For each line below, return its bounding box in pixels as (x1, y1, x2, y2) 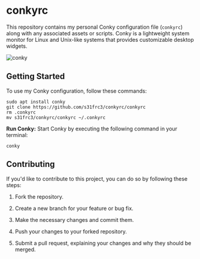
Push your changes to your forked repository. (14, 228, 128, 235)
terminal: (6, 131, 28, 138)
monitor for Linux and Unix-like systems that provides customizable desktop (6, 36, 195, 43)
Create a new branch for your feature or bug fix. (14, 205, 134, 212)
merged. (14, 246, 36, 253)
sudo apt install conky (6, 99, 66, 105)
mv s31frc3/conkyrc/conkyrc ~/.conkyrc (6, 114, 106, 120)
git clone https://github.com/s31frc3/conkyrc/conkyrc (6, 104, 146, 110)
